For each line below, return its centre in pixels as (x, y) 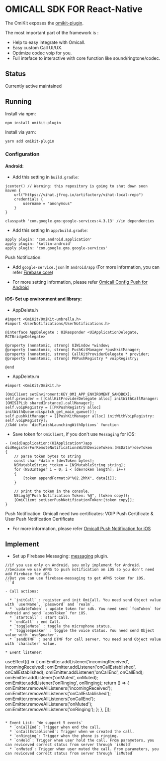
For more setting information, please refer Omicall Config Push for (80, 282)
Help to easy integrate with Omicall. (49, 42)
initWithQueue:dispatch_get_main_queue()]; (51, 412)
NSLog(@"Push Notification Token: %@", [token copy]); (72, 495)
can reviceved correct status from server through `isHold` (69, 745)
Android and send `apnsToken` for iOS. (46, 613)
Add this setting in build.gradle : (45, 177)
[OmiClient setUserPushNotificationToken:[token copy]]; (74, 500)
